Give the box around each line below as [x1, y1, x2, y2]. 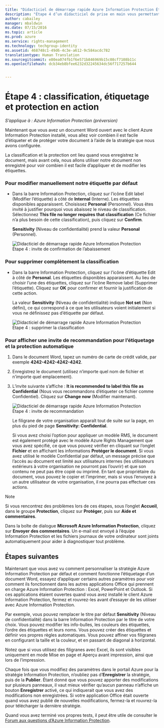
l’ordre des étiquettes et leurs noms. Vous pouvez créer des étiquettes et [5, 627, 151, 632]
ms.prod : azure [5, 35, 36, 40]
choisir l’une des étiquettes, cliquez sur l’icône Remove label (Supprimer [12, 280, 158, 285]
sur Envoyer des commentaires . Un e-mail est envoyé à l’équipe [5, 528, 135, 534]
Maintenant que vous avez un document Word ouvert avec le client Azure [5, 127, 153, 133]
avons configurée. [5, 142, 41, 149]
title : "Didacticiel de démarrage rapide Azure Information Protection [5, 7, 154, 12]
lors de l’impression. [5, 657, 46, 663]
